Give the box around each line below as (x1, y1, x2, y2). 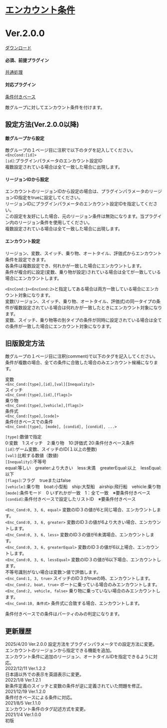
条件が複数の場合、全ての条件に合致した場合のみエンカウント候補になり (5, 360, 154, 366)
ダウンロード (5, 45, 31, 51)
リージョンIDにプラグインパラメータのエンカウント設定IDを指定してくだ (5, 201, 154, 207)
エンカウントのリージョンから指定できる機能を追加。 (5, 647, 115, 654)
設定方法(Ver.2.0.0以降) (5, 120, 79, 129)
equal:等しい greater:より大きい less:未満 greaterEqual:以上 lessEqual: (5, 465, 162, 471)
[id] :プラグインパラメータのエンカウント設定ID (5, 158, 103, 164)
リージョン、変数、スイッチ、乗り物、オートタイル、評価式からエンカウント (5, 250, 162, 256)
